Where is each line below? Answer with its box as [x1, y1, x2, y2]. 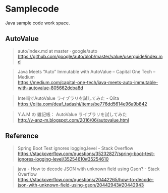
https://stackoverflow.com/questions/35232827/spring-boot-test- [17, 150, 155, 157]
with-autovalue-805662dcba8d [17, 85, 83, 91]
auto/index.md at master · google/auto [17, 48, 97, 54]
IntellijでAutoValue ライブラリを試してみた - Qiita [17, 95, 120, 101]
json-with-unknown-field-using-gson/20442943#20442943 [17, 182, 144, 188]
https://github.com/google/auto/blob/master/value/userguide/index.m [17, 53, 163, 59]
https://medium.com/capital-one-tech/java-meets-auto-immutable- [17, 79, 158, 85]
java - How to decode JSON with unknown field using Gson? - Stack [17, 166, 160, 172]
